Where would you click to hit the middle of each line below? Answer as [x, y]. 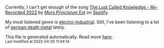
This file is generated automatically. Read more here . [59, 37]
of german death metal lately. [35, 27]
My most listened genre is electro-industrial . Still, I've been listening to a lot [82, 22]
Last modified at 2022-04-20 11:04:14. [38, 42]
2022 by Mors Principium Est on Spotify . [67, 12]
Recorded [15, 12]
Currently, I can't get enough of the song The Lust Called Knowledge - [77, 7]
